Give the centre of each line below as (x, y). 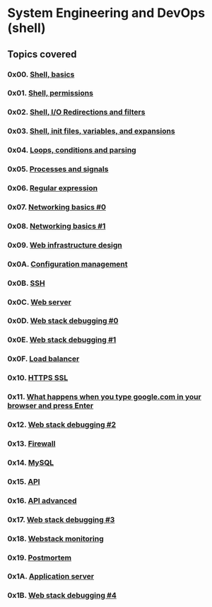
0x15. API (24, 481)
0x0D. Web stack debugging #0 (63, 321)
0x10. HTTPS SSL (38, 378)
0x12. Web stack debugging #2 (62, 424)
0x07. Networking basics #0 (57, 207)
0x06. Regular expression (53, 188)
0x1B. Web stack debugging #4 (62, 596)
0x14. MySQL (31, 463)
